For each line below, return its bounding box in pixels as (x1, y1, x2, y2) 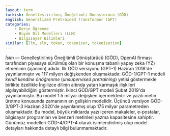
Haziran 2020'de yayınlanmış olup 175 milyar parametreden (24, 103, 149, 110)
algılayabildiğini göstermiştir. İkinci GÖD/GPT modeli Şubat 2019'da (5, 87, 146, 93)
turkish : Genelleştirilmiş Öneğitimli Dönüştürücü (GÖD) (5, 12, 129, 17)
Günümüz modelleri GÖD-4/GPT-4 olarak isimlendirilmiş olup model (5, 119, 148, 125)
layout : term (5, 7, 33, 13)
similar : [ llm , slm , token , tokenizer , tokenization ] (5, 41, 122, 46)
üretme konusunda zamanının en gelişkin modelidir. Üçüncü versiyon (5, 98, 150, 104)
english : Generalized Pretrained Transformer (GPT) (5, 17, 117, 22)
